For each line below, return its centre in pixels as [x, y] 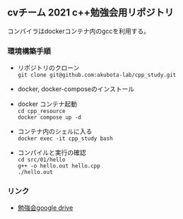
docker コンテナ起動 [47, 104]
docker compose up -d [49, 118]
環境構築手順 [29, 51]
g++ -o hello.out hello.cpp [59, 166]
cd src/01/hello [41, 160]
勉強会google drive [45, 208]
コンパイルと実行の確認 [52, 153]
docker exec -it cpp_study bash [65, 139]
